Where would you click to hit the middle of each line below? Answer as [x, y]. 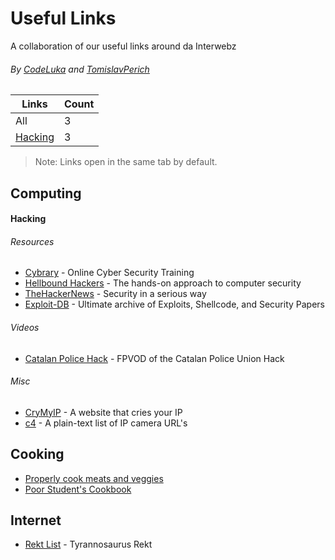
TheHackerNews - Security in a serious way [115, 294]
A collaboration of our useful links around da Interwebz [123, 46]
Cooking [37, 454]
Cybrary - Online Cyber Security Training [109, 273]
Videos [25, 327]
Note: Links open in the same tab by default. [126, 162]
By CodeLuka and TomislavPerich [80, 69]
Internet [36, 520]
